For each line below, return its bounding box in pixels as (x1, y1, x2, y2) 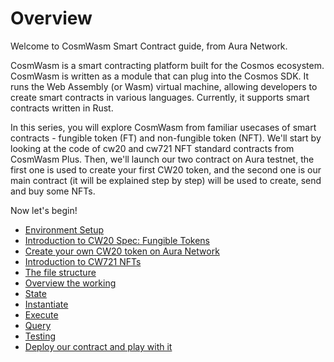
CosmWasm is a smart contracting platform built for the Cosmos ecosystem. (10, 59, 325, 71)
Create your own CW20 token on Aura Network (24, 245, 220, 257)
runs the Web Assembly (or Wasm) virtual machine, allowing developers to (10, 80, 318, 92)
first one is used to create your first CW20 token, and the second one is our (10, 163, 322, 176)
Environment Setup (24, 223, 105, 236)
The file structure (24, 266, 97, 278)
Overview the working (24, 277, 117, 289)
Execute (24, 308, 59, 321)
